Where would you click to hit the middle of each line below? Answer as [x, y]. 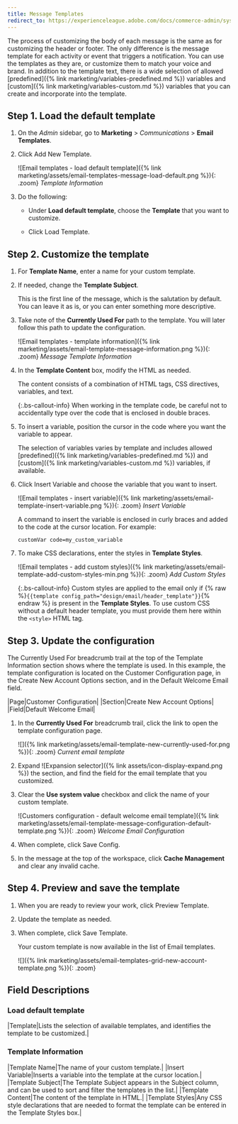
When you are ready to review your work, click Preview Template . [113, 905]
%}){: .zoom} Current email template [71, 752]
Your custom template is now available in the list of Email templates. [117, 946]
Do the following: [42, 197]
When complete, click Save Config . [69, 844]
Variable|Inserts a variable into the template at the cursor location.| [104, 1075]
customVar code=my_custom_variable [70, 540]
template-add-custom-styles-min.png [73, 574]
